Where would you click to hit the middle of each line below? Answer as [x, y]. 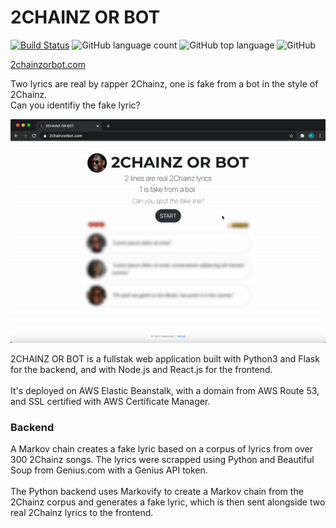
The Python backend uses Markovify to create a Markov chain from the [157, 492]
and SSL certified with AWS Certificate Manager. [110, 402]
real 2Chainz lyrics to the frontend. [82, 513]
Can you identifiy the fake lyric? [75, 105]
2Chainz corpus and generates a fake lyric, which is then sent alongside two [168, 502]
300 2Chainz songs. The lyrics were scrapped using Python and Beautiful [162, 460]
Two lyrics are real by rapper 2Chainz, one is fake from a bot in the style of [164, 83]
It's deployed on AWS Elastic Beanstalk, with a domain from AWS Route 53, [165, 391]
